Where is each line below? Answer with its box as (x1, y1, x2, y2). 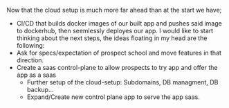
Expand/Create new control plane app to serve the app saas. (26, 93, 200, 101)
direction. (16, 56, 44, 64)
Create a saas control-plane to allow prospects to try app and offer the (16, 64, 218, 71)
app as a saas (16, 71, 57, 79)
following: (16, 42, 45, 49)
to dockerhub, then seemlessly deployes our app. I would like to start (16, 27, 214, 35)
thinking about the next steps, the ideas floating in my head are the (16, 34, 208, 42)
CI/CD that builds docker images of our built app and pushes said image (16, 19, 222, 27)
